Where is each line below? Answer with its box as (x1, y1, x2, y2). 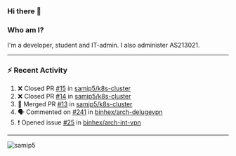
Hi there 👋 (7, 6, 42, 16)
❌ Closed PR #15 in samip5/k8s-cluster (17, 84, 131, 92)
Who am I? (7, 24, 44, 34)
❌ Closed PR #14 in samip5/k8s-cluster (17, 92, 131, 100)
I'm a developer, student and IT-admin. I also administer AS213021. (7, 41, 200, 50)
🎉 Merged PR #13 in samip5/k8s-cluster (17, 99, 133, 108)
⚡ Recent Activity (7, 66, 68, 76)
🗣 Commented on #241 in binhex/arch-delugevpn (17, 108, 163, 116)
